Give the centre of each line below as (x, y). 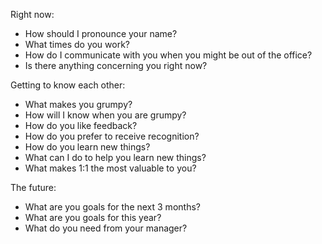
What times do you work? (77, 44)
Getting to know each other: (68, 85)
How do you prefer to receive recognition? (112, 136)
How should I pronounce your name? (101, 33)
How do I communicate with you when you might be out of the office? (168, 55)
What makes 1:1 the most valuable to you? (110, 168)
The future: (33, 187)
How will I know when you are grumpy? (105, 115)
